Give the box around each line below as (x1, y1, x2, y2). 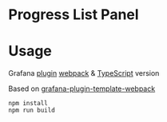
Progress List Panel (8, 6, 139, 24)
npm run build (8, 106, 56, 115)
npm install (8, 100, 48, 108)
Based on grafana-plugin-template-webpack (8, 84, 156, 93)
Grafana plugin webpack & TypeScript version (8, 69, 160, 78)
